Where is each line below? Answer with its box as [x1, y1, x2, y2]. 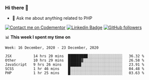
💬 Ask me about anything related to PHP [12, 15, 93, 21]
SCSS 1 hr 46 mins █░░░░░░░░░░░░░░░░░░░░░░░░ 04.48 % [5, 67, 145, 71]
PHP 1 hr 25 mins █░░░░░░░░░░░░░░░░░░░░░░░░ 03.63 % [5, 71, 145, 76]
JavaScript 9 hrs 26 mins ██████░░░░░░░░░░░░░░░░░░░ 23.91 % [5, 62, 145, 67]
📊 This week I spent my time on [5, 34, 71, 40]
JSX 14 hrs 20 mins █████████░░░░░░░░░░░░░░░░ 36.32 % [5, 54, 145, 59]
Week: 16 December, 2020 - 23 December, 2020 [5, 45, 99, 50]
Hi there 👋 [5, 4, 29, 11]
